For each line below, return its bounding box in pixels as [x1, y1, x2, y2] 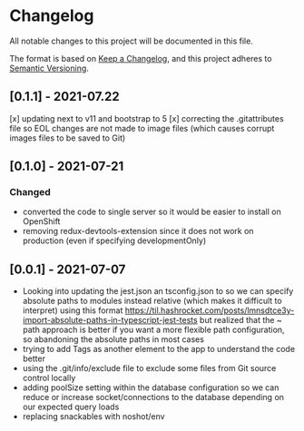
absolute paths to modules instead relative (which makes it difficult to [22, 296, 283, 307]
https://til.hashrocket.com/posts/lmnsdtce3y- [124, 305, 295, 316]
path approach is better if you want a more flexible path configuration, [22, 324, 285, 336]
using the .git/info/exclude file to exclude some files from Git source [22, 363, 277, 374]
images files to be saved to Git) [9, 132, 126, 143]
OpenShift [22, 216, 61, 227]
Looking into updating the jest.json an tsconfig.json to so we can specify [22, 286, 294, 297]
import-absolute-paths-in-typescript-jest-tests [22, 315, 198, 326]
